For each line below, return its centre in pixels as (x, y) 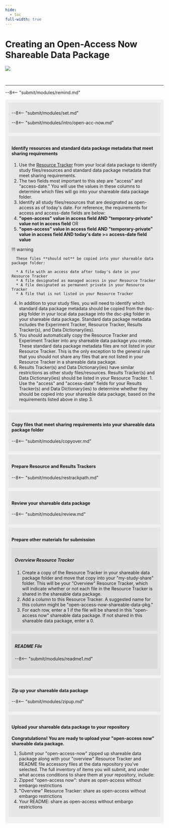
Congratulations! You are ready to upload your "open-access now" (83, 738)
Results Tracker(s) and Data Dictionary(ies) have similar (76, 367)
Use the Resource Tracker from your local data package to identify (88, 164)
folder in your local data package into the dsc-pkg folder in (89, 314)
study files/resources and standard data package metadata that (85, 170)
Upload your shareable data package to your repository (71, 727)
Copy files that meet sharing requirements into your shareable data (83, 425)
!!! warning (23, 249)
